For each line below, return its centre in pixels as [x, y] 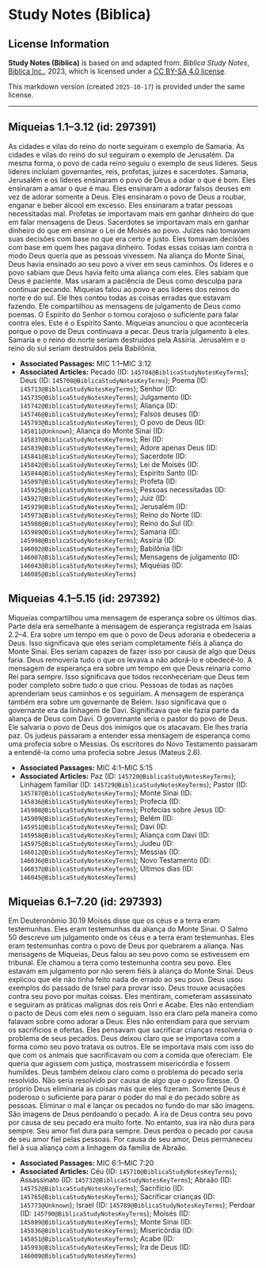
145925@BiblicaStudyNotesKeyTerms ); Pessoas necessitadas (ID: [123, 489]
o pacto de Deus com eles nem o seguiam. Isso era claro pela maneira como [133, 1013]
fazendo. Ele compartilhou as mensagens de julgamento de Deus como [125, 306]
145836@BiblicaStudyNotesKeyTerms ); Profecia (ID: [100, 801]
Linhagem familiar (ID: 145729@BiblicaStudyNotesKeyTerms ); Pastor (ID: [133, 784]
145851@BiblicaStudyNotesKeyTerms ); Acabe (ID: [97, 1239]
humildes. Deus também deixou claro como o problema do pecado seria [126, 1072]
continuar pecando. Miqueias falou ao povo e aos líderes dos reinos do [124, 289]
